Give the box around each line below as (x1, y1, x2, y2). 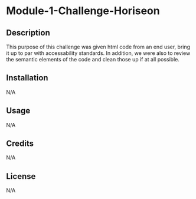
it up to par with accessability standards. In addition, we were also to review (6, 50, 191, 57)
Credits (6, 139, 34, 149)
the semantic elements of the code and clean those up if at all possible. (6, 56, 180, 63)
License (6, 171, 36, 181)
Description (6, 28, 50, 38)
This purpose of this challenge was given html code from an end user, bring (6, 43, 191, 50)
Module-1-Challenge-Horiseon (6, 4, 161, 18)
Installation (6, 73, 48, 83)
